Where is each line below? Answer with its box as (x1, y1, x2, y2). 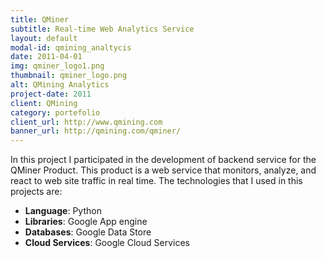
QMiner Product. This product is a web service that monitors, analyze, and (10, 164, 317, 176)
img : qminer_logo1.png (10, 61, 105, 71)
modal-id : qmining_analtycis (10, 42, 132, 53)
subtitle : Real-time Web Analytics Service (10, 24, 195, 34)
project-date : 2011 (10, 89, 92, 99)
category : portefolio (10, 107, 101, 118)
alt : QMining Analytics (10, 80, 110, 90)
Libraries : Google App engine (24, 216, 148, 228)
